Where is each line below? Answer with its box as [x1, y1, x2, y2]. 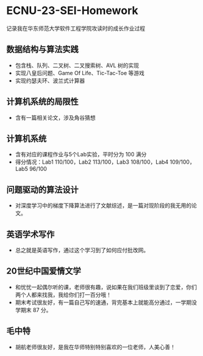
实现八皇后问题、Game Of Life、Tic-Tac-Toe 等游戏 [15, 69, 145, 76]
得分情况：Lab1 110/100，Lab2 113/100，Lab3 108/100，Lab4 [15, 158, 169, 165]
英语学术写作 [6, 229, 55, 239]
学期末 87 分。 [15, 306, 52, 313]
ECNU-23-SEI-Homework [6, 4, 138, 18]
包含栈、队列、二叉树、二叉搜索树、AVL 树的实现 [15, 62, 140, 69]
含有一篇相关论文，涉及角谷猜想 [15, 114, 96, 121]
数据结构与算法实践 [6, 44, 79, 55]
